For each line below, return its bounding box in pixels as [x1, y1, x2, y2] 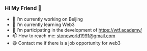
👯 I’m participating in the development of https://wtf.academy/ [12, 27, 142, 33]
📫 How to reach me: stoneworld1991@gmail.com [12, 33, 115, 39]
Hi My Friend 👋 [5, 5, 42, 12]
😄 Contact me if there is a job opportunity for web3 [12, 40, 121, 46]
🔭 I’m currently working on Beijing [12, 16, 83, 22]
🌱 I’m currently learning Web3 [12, 21, 75, 28]
